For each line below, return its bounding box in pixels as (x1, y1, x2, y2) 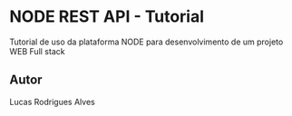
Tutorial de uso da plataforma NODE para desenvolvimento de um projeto (9, 36, 284, 47)
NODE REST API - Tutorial (9, 6, 205, 27)
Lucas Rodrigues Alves (9, 96, 95, 107)
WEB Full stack (9, 45, 65, 56)
